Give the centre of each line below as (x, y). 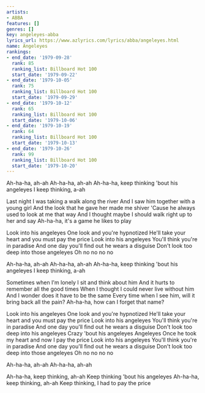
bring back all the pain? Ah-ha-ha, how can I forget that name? (85, 302)
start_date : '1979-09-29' (45, 97)
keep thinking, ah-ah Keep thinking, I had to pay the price (79, 383)
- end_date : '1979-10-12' (39, 103)
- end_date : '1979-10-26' (39, 148)
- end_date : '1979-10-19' (39, 126)
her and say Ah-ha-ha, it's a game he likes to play (69, 221)
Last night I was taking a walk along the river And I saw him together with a (101, 201)
